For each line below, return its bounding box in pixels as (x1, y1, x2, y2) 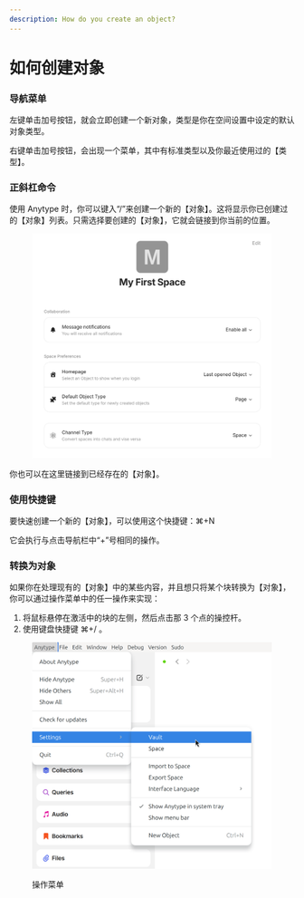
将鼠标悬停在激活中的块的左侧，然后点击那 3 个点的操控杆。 (22, 613, 247, 623)
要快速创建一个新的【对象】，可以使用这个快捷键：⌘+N (9, 515, 215, 526)
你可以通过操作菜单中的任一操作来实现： (9, 594, 160, 604)
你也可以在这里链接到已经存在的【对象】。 (9, 468, 165, 479)
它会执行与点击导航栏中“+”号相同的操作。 (9, 535, 165, 546)
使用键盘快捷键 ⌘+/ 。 (22, 623, 107, 634)
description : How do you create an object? (9, 14, 176, 24)
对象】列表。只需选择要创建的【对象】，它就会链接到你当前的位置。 (24, 215, 275, 226)
